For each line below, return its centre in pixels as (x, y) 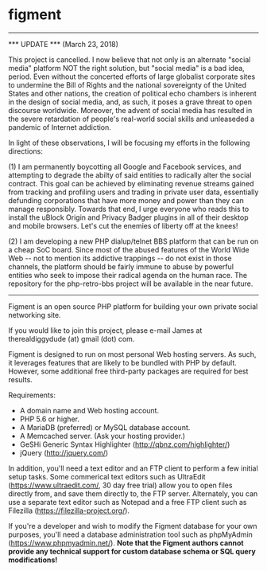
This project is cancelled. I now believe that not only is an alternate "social (130, 59)
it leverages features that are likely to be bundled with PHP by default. (122, 362)
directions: (26, 151)
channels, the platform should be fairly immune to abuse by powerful (121, 266)
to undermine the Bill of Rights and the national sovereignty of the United (128, 84)
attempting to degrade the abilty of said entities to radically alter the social (130, 175)
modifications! (33, 560)
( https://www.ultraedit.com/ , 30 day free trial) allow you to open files (120, 485)
